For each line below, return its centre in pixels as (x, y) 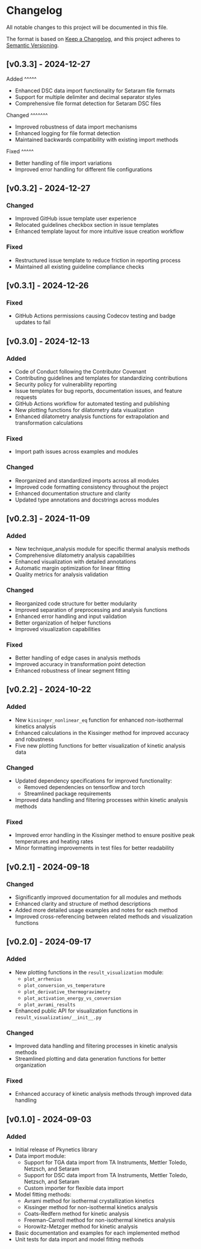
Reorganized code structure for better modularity (76, 603)
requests (26, 397)
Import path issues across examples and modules (76, 452)
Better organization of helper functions (63, 623)
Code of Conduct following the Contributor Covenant (80, 372)
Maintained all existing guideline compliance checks (79, 267)
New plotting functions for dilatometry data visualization (85, 410)
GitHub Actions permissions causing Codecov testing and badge (95, 316)
